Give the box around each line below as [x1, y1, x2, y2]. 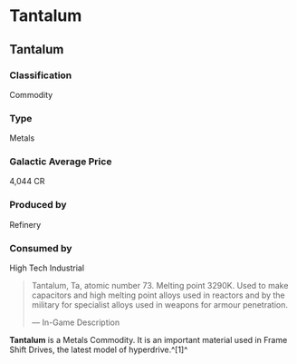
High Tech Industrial [9, 262, 84, 273]
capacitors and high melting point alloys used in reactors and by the [31, 290, 285, 300]
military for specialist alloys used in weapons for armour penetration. [31, 300, 288, 310]
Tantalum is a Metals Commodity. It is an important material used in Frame [9, 335, 288, 346]
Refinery [9, 219, 42, 230]
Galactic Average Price [9, 155, 112, 168]
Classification [9, 69, 72, 82]
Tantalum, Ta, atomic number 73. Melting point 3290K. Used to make [31, 280, 289, 291]
